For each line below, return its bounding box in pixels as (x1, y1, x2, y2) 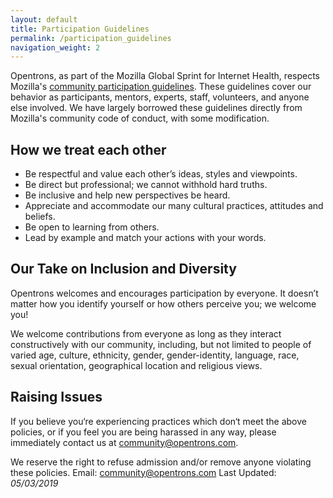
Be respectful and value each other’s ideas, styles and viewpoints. (24, 168, 298, 180)
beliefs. (24, 211, 56, 223)
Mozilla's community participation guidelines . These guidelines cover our (10, 81, 312, 93)
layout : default (10, 14, 78, 25)
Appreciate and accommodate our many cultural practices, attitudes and (24, 200, 324, 212)
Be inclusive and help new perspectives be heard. (24, 189, 231, 201)
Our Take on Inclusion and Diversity (10, 261, 237, 278)
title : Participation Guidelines (10, 24, 150, 34)
